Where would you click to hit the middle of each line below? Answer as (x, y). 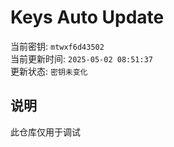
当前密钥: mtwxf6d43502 (57, 46)
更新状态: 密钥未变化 (49, 71)
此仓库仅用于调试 (45, 132)
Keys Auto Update (87, 17)
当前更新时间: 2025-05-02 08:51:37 (82, 58)
